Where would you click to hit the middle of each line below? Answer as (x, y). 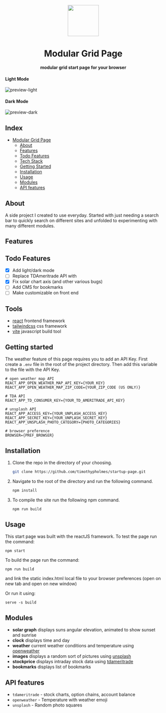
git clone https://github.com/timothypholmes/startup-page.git (79, 472)
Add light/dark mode (33, 270)
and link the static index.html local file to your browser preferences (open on (83, 579)
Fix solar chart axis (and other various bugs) (57, 282)
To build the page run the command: (42, 560)
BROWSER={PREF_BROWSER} (30, 436)
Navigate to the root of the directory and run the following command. (83, 481)
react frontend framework (39, 321)
